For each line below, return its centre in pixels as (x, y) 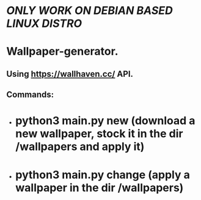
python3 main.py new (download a (105, 121)
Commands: (30, 95)
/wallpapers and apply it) (80, 147)
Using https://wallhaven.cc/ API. (70, 74)
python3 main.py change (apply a (103, 175)
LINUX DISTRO (44, 23)
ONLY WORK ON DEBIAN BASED (90, 11)
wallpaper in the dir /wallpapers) (99, 187)
